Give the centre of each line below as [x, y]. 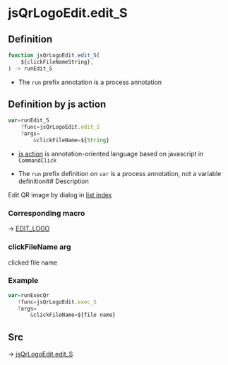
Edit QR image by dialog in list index [60, 195]
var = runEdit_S [29, 121]
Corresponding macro [47, 213]
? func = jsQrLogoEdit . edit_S [60, 127]
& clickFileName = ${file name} [73, 315]
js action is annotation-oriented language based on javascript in [111, 153]
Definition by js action [57, 104]
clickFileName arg [40, 247]
